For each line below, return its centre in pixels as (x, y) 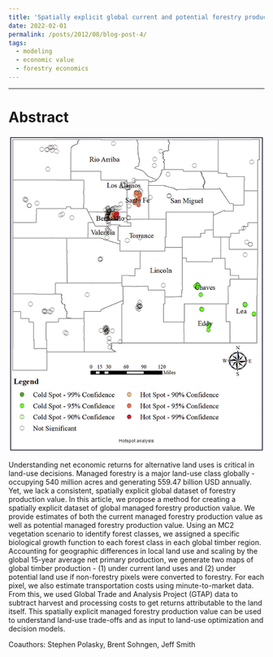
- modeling (34, 52)
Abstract (39, 117)
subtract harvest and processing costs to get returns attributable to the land (135, 603)
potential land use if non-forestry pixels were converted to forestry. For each (136, 577)
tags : (17, 43)
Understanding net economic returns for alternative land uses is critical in (131, 465)
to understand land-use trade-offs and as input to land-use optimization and (136, 620)
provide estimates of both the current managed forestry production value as (136, 517)
